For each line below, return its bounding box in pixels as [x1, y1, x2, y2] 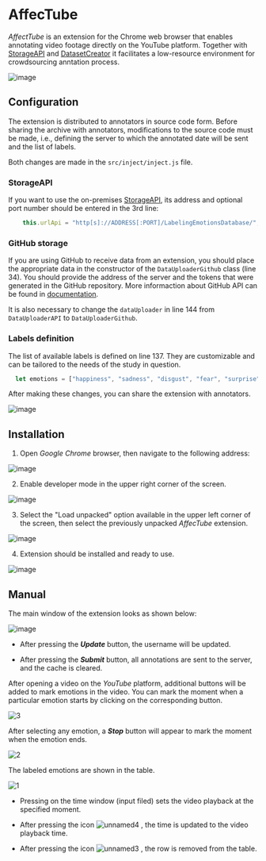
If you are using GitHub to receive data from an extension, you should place [8, 256, 255, 265]
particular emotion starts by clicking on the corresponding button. [8, 696, 223, 705]
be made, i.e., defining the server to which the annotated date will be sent [8, 133, 249, 143]
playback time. [19, 828, 68, 838]
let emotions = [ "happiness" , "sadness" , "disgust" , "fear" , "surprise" [15, 375, 260, 382]
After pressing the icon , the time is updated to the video [19, 820, 249, 830]
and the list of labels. [8, 141, 77, 152]
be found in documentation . [8, 290, 99, 299]
